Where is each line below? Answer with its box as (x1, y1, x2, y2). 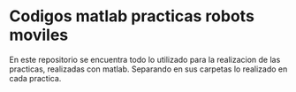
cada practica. (9, 73, 62, 83)
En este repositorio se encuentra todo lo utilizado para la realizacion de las (9, 54, 281, 65)
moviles (9, 25, 69, 45)
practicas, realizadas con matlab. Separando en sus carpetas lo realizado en (9, 64, 288, 74)
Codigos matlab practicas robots (9, 6, 254, 27)
